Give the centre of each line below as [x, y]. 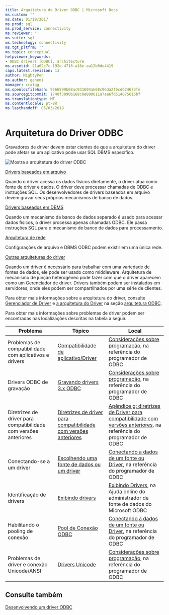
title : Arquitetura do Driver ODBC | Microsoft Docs [62, 10]
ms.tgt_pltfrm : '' [24, 47]
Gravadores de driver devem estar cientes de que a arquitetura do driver [80, 147]
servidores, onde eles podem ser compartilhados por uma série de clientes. [84, 288]
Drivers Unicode [77, 564]
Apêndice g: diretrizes [135, 406]
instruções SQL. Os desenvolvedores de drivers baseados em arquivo [78, 192]
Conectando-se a [29, 461]
